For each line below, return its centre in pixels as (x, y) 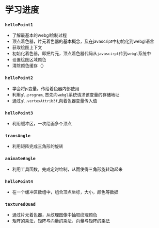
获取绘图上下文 (27, 48)
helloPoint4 (19, 181)
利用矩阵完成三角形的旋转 (38, 147)
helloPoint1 (19, 25)
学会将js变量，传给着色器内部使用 (46, 88)
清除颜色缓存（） (29, 65)
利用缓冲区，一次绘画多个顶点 (42, 124)
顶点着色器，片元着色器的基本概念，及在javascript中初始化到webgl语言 (83, 41)
